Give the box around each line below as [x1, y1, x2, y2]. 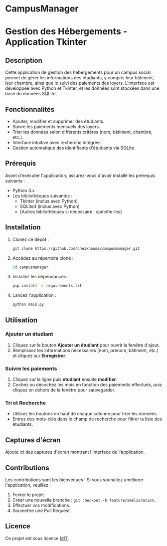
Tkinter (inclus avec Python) [19, 198, 78, 204]
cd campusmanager [12, 265, 49, 270]
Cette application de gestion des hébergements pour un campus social [5, 69, 151, 75]
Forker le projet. [12, 492, 45, 498]
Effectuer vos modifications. [12, 502, 71, 509]
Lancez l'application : [12, 292, 56, 298]
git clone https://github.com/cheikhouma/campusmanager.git [12, 246, 140, 251]
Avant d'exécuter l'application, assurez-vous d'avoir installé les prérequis [5, 173, 156, 179]
